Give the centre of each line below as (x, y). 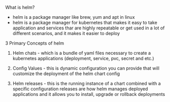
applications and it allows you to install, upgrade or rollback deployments (89, 94)
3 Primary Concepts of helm (35, 43)
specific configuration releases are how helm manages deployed (80, 89)
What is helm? (20, 7)
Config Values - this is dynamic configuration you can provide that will (86, 68)
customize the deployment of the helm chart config (66, 74)
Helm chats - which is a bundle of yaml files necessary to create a (82, 53)
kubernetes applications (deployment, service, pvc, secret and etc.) (83, 58)
